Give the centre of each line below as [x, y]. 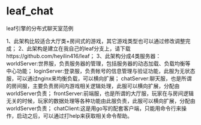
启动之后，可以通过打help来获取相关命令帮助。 [75, 115]
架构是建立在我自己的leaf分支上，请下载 [81, 48]
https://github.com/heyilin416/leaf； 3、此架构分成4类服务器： [83, 56]
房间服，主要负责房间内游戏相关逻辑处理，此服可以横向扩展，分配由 [95, 86]
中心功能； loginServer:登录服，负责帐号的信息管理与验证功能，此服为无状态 [101, 71]
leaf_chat [30, 11]
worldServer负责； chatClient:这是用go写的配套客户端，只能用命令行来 [94, 108]
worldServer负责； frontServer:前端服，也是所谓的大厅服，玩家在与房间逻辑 [100, 93]
